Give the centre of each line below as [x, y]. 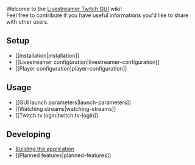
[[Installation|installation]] [47, 55]
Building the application [45, 149]
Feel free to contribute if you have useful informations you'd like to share [97, 15]
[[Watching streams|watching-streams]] [66, 108]
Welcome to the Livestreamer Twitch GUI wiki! [64, 9]
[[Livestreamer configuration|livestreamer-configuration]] [87, 62]
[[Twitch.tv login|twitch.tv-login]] [57, 115]
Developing [28, 134]
